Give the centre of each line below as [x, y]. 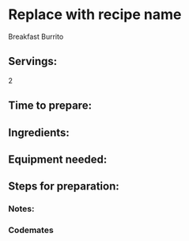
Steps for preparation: [64, 187]
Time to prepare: [50, 106]
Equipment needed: [58, 159]
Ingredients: [39, 132]
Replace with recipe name [95, 15]
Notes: [21, 209]
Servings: [33, 61]
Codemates [31, 230]
